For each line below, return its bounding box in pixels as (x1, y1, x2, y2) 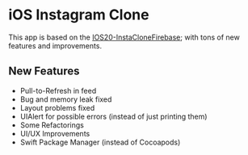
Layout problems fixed (19, 103, 95, 112)
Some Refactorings (19, 119, 85, 130)
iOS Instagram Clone (8, 6, 149, 24)
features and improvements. (8, 40, 103, 50)
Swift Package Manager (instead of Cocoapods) (19, 137, 181, 147)
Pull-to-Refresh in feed (19, 86, 97, 95)
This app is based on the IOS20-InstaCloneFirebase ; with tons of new (8, 32, 240, 42)
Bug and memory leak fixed (19, 94, 112, 104)
